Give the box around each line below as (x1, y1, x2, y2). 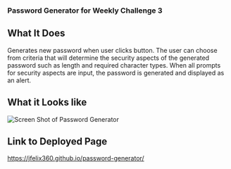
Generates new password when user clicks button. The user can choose (7, 46, 218, 54)
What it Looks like (7, 96, 87, 108)
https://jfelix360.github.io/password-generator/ (7, 154, 144, 163)
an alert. (7, 76, 32, 84)
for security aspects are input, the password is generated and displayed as (7, 68, 225, 77)
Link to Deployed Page (7, 135, 108, 147)
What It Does (7, 27, 65, 39)
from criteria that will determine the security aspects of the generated (7, 54, 210, 62)
